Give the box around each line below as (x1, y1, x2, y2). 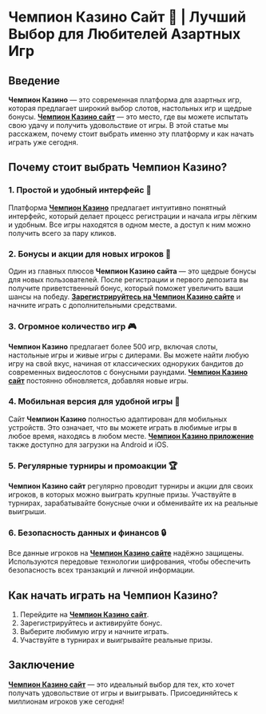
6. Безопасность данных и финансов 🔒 (8, 527, 167, 538)
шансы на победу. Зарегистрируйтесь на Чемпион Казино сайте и (8, 292, 241, 301)
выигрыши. (8, 506, 46, 516)
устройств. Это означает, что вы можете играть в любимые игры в (8, 422, 237, 432)
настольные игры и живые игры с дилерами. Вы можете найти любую (8, 350, 249, 360)
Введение (8, 74, 61, 87)
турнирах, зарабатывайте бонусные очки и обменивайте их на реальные (8, 498, 258, 508)
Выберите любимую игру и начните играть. (19, 626, 169, 636)
